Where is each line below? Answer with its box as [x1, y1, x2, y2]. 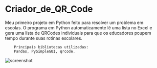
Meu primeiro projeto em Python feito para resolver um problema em [5, 20, 143, 25]
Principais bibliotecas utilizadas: [14, 45, 89, 49]
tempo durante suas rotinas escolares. [5, 35, 83, 41]
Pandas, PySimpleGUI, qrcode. [14, 49, 76, 54]
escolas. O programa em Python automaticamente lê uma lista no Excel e [5, 24, 153, 30]
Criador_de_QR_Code [5, 3, 93, 15]
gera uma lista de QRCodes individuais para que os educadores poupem [5, 30, 152, 36]
